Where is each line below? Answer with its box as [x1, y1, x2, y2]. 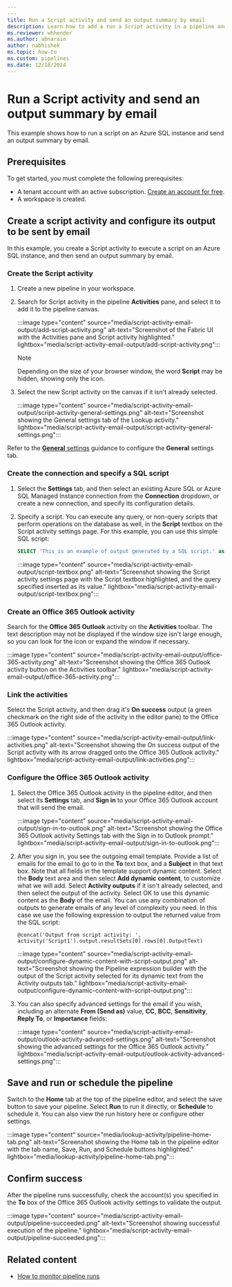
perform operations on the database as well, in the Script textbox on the [17, 519, 223, 528]
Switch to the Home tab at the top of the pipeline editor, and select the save [7, 1095, 222, 1103]
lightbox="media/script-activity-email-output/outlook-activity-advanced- [17, 1049, 225, 1058]
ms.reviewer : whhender [7, 29, 72, 37]
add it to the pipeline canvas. [17, 305, 100, 313]
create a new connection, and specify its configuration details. [17, 499, 195, 507]
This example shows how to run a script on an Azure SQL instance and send [7, 128, 224, 137]
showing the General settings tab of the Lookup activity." [17, 416, 180, 425]
